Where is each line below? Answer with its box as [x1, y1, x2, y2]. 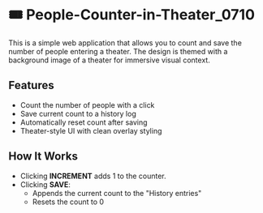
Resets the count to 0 [32, 197, 104, 207]
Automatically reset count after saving [19, 117, 148, 127]
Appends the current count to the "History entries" [32, 188, 202, 198]
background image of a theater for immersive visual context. [8, 55, 211, 65]
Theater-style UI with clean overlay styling [19, 126, 162, 135]
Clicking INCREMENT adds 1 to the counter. [19, 171, 166, 181]
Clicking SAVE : [19, 179, 71, 190]
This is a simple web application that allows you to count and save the [8, 37, 242, 48]
